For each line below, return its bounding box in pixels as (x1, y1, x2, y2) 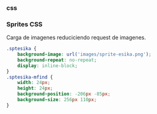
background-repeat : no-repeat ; (17, 57, 97, 63)
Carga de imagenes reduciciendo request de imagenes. (6, 34, 147, 41)
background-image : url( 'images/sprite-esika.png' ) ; (17, 51, 152, 58)
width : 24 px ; (17, 80, 51, 86)
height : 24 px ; (17, 85, 53, 91)
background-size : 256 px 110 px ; (17, 97, 97, 103)
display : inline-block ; (17, 62, 78, 69)
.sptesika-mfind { (6, 74, 53, 80)
